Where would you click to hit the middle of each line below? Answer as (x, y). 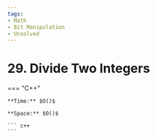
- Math (17, 21)
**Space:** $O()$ (33, 114)
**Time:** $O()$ (31, 101)
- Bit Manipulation (36, 27)
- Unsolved (23, 34)
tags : (15, 14)
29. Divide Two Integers (79, 69)
